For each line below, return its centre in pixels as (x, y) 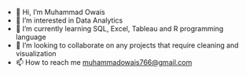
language (31, 37)
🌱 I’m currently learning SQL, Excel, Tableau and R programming (119, 29)
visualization (36, 54)
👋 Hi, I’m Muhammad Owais (60, 12)
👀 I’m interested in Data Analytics (69, 20)
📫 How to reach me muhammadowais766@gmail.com (104, 62)
